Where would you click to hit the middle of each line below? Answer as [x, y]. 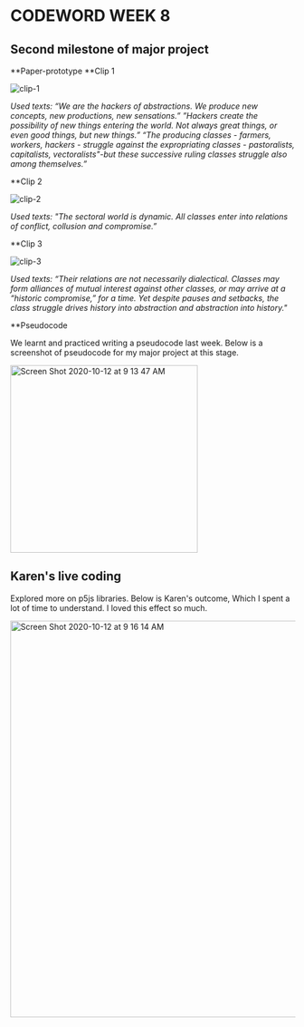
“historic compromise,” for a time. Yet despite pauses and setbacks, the [145, 298]
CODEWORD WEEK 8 [90, 16]
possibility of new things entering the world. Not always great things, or [144, 125]
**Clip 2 [27, 181]
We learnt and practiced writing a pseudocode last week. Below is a [137, 343]
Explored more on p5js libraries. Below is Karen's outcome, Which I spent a [150, 598]
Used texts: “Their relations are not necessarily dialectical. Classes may [145, 279]
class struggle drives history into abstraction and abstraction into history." [149, 308]
